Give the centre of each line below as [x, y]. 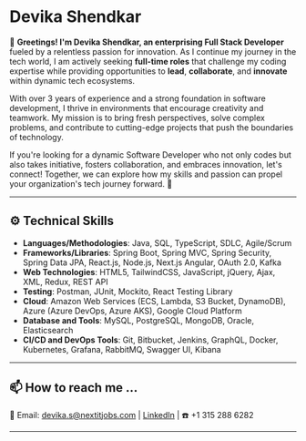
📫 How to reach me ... [74, 388]
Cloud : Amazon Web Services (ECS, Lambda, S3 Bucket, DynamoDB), [154, 301]
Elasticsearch [48, 330]
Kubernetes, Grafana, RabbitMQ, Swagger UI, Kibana [122, 349]
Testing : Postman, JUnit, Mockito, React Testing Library [127, 291]
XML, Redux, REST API [65, 282]
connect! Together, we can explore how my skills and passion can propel [146, 174]
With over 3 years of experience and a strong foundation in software [138, 98]
